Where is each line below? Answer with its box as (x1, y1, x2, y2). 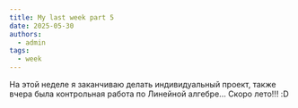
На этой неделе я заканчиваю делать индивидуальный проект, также (9, 79, 276, 89)
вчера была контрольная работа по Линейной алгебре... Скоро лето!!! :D (9, 88, 289, 99)
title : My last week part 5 (9, 12, 115, 22)
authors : (9, 29, 42, 38)
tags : (9, 46, 30, 55)
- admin (17, 37, 47, 47)
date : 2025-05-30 (9, 21, 74, 30)
